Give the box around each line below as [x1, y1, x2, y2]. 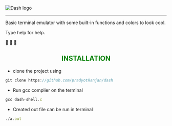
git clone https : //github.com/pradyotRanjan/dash [5, 77, 114, 83]
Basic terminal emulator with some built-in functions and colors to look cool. [5, 19, 166, 26]
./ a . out [5, 116, 22, 121]
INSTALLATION [61, 54, 111, 63]
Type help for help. [5, 30, 45, 35]
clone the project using [12, 68, 61, 74]
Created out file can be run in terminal [12, 106, 93, 112]
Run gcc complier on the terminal [12, 87, 83, 93]
